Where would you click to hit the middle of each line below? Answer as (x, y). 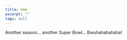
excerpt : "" (17, 14)
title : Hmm (16, 10)
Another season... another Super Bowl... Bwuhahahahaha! (63, 33)
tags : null (16, 19)
